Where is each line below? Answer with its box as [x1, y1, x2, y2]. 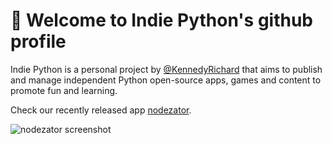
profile [10, 30, 67, 53]
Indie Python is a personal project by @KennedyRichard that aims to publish [10, 63, 323, 75]
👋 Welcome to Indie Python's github [10, 9, 314, 32]
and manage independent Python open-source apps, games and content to [10, 74, 322, 86]
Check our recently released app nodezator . [10, 104, 192, 116]
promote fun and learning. [10, 84, 118, 96]
